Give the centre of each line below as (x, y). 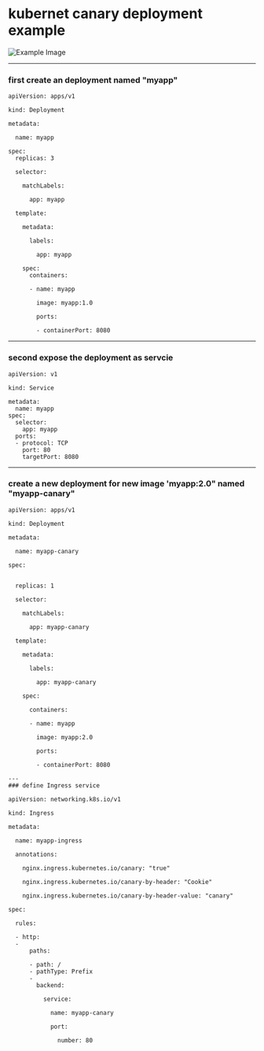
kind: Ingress (31, 813)
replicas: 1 (35, 586)
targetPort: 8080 (51, 457)
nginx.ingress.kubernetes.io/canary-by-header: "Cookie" (117, 882)
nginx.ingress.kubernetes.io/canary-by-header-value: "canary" (128, 896)
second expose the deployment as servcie (91, 357)
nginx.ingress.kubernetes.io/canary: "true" (96, 868)
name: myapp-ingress (49, 840)
